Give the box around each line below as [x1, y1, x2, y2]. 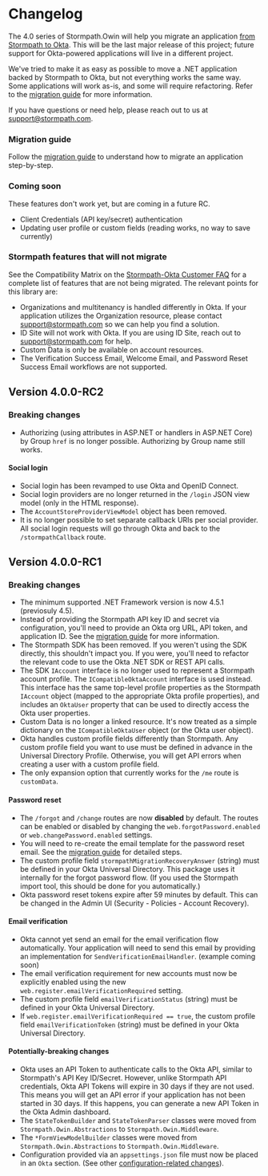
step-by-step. [8, 161, 54, 170]
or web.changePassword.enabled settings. [19, 830, 153, 840]
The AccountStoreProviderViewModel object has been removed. [19, 507, 227, 516]
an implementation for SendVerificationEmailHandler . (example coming [19, 951, 256, 961]
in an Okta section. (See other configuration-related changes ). [19, 1158, 224, 1168]
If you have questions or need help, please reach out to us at [8, 105, 209, 115]
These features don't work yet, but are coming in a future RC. [8, 198, 210, 209]
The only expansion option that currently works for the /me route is [19, 768, 239, 778]
